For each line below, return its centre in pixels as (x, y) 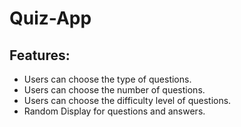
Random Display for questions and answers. (114, 111)
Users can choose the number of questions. (114, 90)
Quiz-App (50, 18)
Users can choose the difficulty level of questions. (127, 100)
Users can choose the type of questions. (107, 79)
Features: (40, 55)
